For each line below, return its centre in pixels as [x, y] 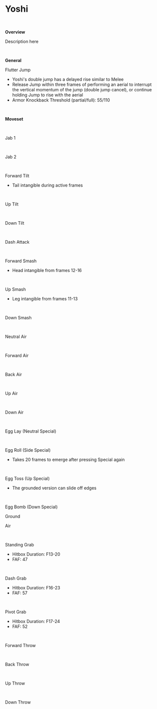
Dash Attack [17, 242]
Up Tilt [12, 204]
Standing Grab [20, 544]
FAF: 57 [20, 593]
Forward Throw [20, 645]
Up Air [11, 393]
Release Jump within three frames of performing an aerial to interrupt [82, 84]
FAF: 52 [20, 626]
